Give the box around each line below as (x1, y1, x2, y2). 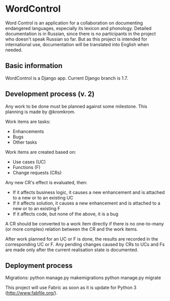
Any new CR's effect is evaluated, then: (5, 179, 88, 185)
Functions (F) (12, 164, 41, 170)
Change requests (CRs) (12, 170, 62, 176)
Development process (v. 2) (5, 90, 95, 98)
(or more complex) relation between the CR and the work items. (5, 226, 138, 232)
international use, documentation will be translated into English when (5, 41, 149, 47)
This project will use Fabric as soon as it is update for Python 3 (5, 285, 137, 291)
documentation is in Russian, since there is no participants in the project (5, 30, 156, 37)
